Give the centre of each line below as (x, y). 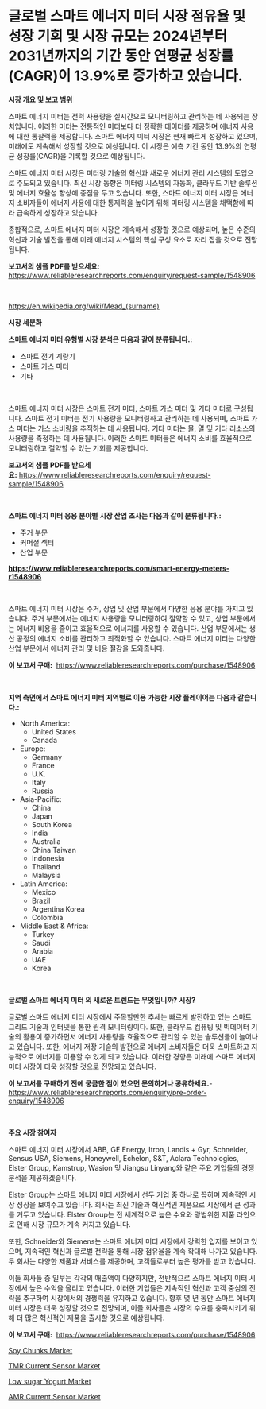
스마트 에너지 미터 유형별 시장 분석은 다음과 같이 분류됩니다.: (100, 339)
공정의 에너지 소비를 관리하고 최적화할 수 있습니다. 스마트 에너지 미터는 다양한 (136, 638)
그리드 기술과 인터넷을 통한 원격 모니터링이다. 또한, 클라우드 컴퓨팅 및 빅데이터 (129, 1027)
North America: (44, 723)
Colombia (47, 917)
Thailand (46, 866)
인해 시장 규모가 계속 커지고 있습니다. (73, 1224)
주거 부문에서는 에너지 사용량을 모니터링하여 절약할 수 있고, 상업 (130, 618)
